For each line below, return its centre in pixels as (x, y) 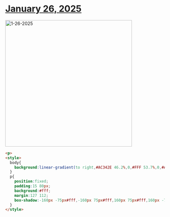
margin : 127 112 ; (32, 195)
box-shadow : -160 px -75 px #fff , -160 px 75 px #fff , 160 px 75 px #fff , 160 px (87, 200)
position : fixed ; (32, 182)
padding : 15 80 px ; (33, 186)
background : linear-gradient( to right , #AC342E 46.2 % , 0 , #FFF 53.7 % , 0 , (88, 167)
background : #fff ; (33, 191)
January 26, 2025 (44, 9)
